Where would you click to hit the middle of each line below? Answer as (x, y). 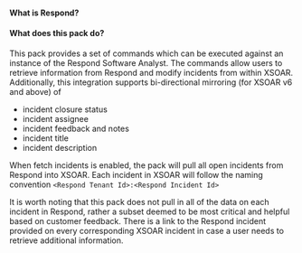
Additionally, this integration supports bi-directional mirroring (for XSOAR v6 (151, 82)
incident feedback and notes (75, 128)
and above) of (35, 91)
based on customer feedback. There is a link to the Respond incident (138, 220)
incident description (60, 147)
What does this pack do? (57, 33)
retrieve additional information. (66, 240)
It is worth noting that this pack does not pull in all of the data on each (139, 201)
